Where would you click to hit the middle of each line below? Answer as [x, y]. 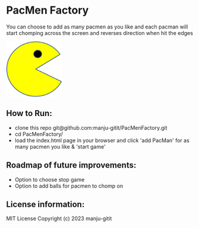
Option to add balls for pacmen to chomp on [69, 186]
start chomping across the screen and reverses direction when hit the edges [99, 33]
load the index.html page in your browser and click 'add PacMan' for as [102, 140]
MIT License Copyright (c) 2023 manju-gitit [59, 219]
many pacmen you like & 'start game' [60, 146]
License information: [45, 204]
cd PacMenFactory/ [39, 134]
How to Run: [29, 113]
